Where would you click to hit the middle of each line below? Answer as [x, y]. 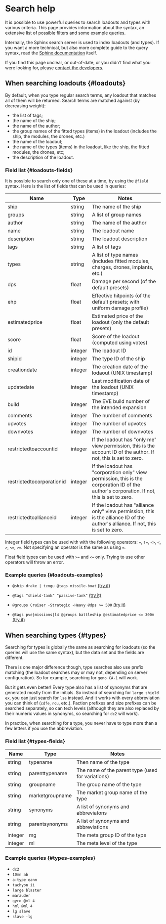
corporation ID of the [116, 485]
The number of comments [122, 416]
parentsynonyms [48, 824]
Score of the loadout [116, 337]
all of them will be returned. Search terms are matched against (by [72, 100]
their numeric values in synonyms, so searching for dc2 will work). [72, 714]
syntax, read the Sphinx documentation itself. [51, 53]
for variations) [93, 777]
